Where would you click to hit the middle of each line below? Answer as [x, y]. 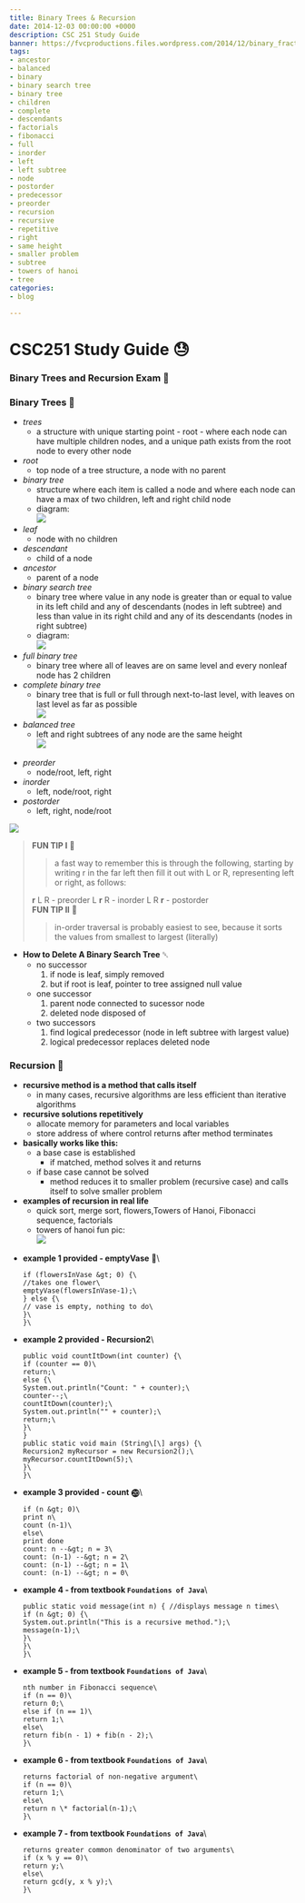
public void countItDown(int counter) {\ [102, 1356]
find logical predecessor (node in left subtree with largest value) [169, 1032]
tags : [20, 52]
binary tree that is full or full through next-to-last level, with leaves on [165, 694]
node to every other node [84, 451]
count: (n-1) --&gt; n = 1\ [75, 1565]
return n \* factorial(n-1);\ [80, 1809]
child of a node [64, 558]
